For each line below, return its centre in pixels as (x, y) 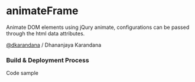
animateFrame (42, 11)
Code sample (22, 73)
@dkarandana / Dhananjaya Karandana (54, 45)
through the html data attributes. (45, 33)
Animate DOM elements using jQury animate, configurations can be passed (98, 27)
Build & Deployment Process (48, 60)
